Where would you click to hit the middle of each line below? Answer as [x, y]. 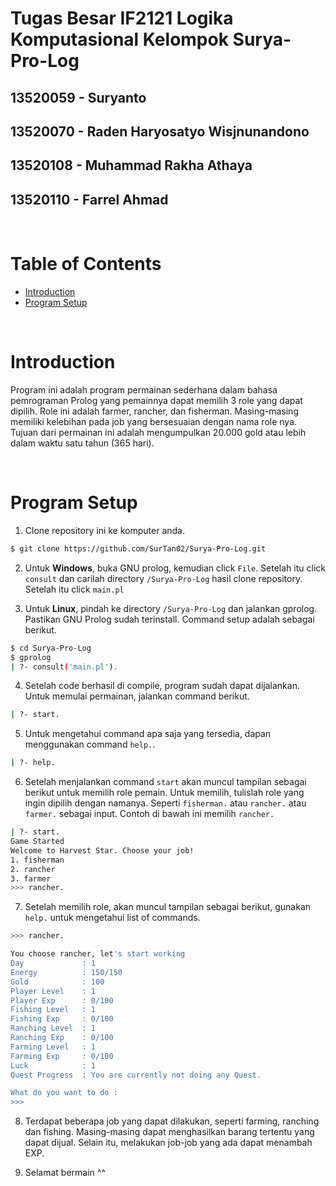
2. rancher [33, 869]
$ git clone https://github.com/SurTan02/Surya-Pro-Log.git [138, 548]
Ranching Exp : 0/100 [62, 1038]
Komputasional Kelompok [119, 39]
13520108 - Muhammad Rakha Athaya [131, 165]
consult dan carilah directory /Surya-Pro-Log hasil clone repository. [163, 578]
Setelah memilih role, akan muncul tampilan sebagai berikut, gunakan [168, 907]
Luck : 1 [53, 1065]
